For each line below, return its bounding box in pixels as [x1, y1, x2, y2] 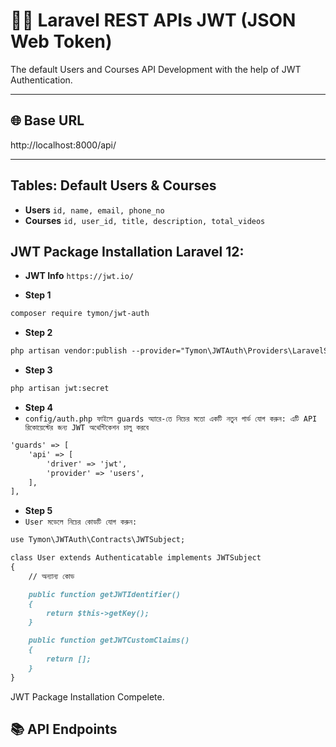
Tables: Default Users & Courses [10, 177, 217, 194]
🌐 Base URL [10, 112, 85, 129]
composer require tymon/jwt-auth [10, 309, 150, 319]
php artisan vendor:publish [10, 346, 128, 356]
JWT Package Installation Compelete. [10, 690, 165, 703]
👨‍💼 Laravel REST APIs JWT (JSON [10, 9, 297, 32]
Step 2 [24, 327, 53, 339]
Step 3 [24, 364, 53, 376]
